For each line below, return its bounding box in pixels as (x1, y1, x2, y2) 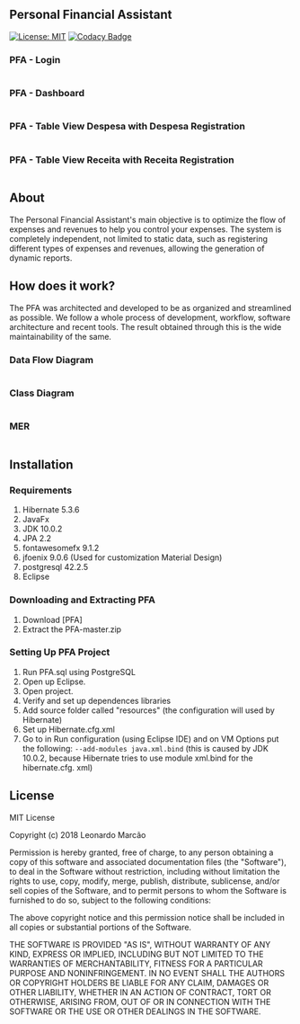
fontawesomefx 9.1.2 (22, 543, 100, 554)
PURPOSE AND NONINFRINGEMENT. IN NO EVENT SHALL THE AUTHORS (9, 967, 286, 978)
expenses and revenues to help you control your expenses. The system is (9, 224, 282, 235)
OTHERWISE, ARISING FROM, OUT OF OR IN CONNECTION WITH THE (9, 996, 271, 1007)
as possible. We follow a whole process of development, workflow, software (9, 312, 291, 323)
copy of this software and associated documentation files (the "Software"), (9, 856, 287, 867)
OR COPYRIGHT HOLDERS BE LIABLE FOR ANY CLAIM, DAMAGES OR (9, 977, 269, 988)
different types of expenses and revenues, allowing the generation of (9, 243, 265, 254)
